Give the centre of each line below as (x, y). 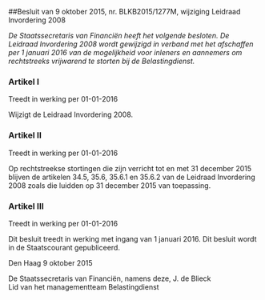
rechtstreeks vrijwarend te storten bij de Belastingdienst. (102, 61)
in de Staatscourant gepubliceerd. (64, 247)
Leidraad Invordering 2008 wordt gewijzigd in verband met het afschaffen (131, 44)
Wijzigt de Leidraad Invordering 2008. (71, 114)
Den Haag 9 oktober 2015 (50, 262)
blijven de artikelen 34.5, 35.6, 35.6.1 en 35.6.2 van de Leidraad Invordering (132, 177)
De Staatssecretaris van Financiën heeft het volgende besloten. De (119, 36)
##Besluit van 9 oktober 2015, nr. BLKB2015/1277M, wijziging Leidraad (124, 12)
